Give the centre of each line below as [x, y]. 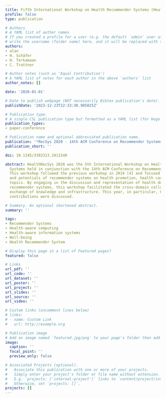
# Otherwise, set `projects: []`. [43, 384]
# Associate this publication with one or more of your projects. [77, 370]
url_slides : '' [21, 292]
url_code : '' [19, 274]
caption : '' [22, 347]
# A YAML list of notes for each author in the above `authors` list [78, 78]
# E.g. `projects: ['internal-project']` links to [61, 379]
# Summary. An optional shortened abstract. [52, 205]
